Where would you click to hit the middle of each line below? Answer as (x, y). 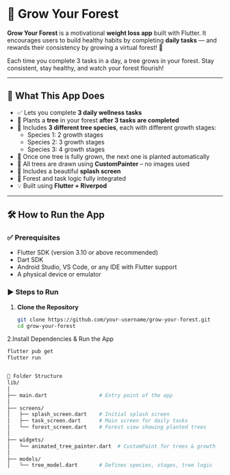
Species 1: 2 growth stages (65, 134)
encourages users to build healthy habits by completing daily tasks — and (112, 40)
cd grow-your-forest (46, 326)
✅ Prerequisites (34, 237)
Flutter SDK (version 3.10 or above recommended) (88, 253)
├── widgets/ (26, 440)
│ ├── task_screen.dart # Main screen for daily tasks (98, 421)
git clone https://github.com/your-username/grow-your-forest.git (114, 320)
